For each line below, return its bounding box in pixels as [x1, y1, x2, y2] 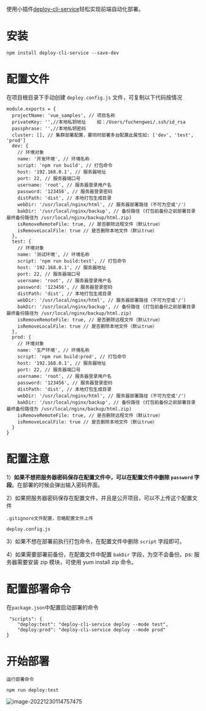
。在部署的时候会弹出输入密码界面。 [12, 481, 103, 489]
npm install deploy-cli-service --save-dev [6, 50, 120, 56]
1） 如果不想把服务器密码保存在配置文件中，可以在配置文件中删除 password [6, 473, 193, 481]
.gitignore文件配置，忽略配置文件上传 [6, 515, 94, 521]
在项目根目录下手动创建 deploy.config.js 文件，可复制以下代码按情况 [6, 93, 183, 101]
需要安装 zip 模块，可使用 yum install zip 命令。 [17, 558, 137, 565]
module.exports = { [6, 106, 56, 112]
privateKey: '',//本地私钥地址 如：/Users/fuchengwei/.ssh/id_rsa [12, 119, 186, 125]
